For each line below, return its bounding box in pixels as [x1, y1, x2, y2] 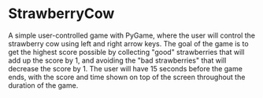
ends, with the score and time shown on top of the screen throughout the [8, 72, 246, 82]
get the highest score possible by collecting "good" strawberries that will [8, 47, 245, 56]
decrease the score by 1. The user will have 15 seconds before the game [8, 64, 243, 73]
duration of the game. [8, 80, 79, 90]
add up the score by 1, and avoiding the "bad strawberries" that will [8, 56, 227, 65]
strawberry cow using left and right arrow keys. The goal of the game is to [8, 38, 250, 48]
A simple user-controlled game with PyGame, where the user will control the [8, 31, 256, 40]
